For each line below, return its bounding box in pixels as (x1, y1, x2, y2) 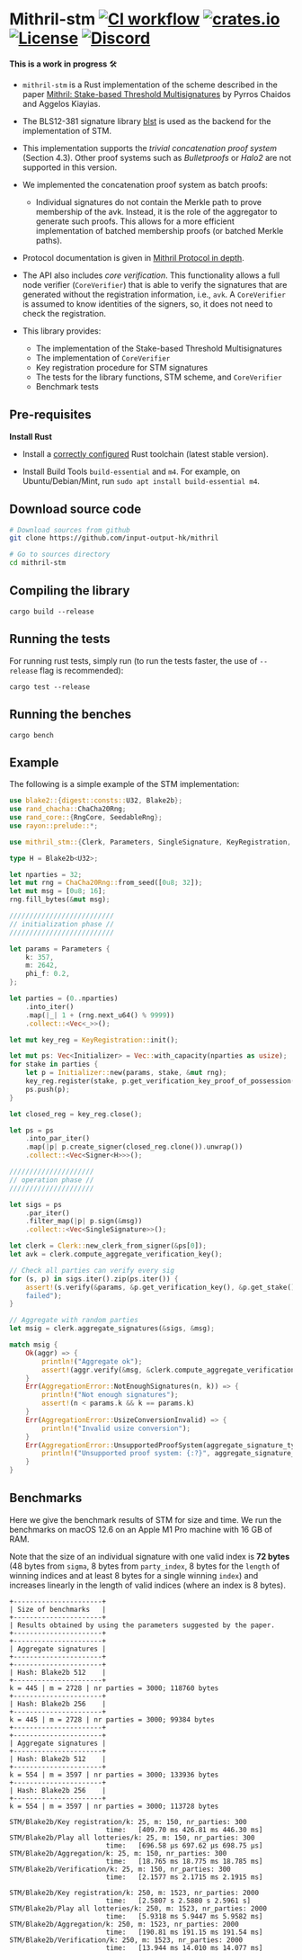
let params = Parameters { (9, 944, 111, 953)
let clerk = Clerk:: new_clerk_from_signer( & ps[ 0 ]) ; (9, 1241, 207, 1250)
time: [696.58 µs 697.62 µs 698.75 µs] (105, 1840, 263, 1850)
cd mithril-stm (9, 559, 67, 568)
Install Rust (9, 431, 52, 442)
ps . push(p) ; (25, 1085, 70, 1094)
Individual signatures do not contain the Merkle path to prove (35, 196, 262, 207)
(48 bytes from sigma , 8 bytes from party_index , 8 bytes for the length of (9, 1561, 280, 1571)
